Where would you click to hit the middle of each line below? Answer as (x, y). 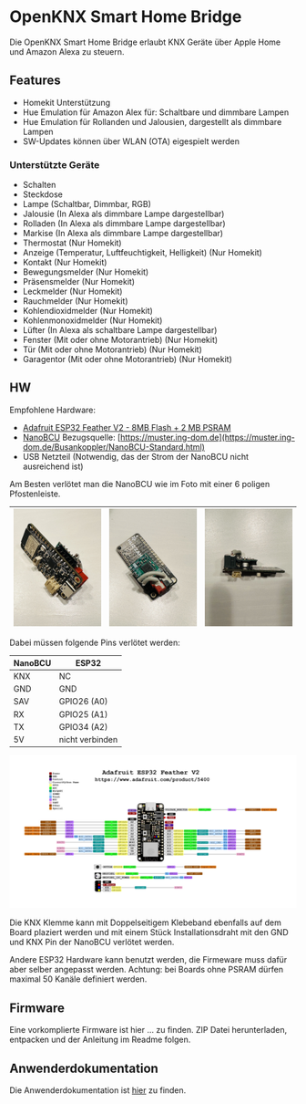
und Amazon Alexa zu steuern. (67, 51)
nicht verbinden (88, 740)
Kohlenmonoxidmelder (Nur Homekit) (92, 320)
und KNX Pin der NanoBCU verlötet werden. (92, 943)
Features (35, 81)
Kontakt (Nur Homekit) (65, 263)
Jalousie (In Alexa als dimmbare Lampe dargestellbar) (123, 214)
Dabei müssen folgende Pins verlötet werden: (95, 643)
